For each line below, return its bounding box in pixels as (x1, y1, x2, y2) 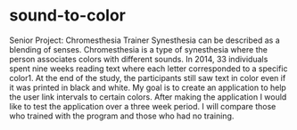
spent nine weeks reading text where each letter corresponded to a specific (9, 63, 288, 74)
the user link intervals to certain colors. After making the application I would (9, 91, 287, 102)
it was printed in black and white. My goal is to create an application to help (9, 82, 287, 93)
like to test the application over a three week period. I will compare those (9, 101, 276, 111)
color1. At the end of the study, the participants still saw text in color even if (9, 72, 286, 83)
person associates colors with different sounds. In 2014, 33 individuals (9, 53, 268, 64)
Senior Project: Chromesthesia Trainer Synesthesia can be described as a (9, 35, 281, 45)
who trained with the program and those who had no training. (9, 110, 235, 121)
